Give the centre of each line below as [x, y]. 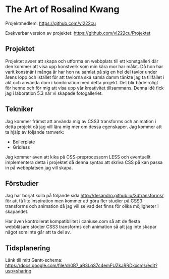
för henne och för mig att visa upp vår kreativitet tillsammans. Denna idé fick [84, 88]
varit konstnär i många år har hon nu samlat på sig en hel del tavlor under [81, 72]
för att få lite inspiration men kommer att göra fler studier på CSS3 [74, 201]
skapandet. [17, 212]
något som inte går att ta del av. [38, 232]
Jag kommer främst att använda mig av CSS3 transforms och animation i [81, 121]
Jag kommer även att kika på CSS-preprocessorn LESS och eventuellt [78, 157]
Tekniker [19, 109]
